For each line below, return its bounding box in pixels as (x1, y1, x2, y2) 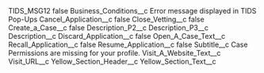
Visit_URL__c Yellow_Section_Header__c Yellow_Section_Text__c (8, 57, 216, 66)
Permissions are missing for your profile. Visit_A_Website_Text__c (8, 48, 221, 57)
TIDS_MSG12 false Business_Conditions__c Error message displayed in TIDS (8, 6, 257, 15)
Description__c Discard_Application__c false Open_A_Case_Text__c (8, 32, 226, 40)
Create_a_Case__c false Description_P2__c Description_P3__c (8, 23, 209, 33)
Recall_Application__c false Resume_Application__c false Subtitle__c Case (8, 40, 248, 49)
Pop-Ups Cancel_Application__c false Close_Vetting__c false (8, 14, 205, 24)
